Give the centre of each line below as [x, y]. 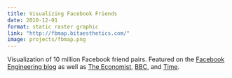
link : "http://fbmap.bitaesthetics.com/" [69, 33]
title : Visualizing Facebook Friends [62, 14]
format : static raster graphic [53, 26]
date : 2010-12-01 [33, 20]
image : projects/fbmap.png [47, 40]
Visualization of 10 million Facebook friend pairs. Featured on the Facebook [116, 59]
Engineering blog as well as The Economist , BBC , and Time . [94, 67]
